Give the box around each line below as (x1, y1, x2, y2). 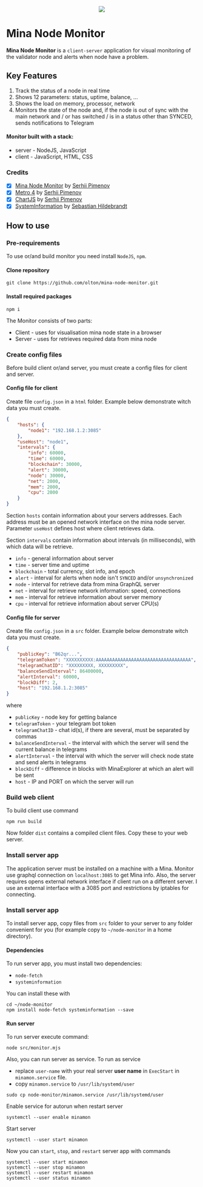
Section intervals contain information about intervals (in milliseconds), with (6, 536, 196, 544)
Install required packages (6, 292, 72, 300)
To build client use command (6, 807, 79, 814)
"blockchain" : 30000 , (28, 462, 83, 468)
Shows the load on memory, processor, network (15, 100, 135, 107)
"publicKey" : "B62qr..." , (17, 651, 83, 657)
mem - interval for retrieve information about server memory (15, 593, 162, 601)
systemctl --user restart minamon (6, 1170, 94, 1176)
